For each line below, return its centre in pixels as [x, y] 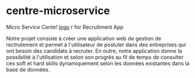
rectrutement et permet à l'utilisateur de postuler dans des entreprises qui [96, 45]
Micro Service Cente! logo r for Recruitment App [65, 27]
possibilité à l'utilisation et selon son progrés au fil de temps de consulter [95, 57]
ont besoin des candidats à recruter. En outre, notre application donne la [94, 50]
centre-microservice [58, 11]
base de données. [28, 69]
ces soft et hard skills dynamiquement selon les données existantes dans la [98, 63]
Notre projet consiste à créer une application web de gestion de [84, 38]
